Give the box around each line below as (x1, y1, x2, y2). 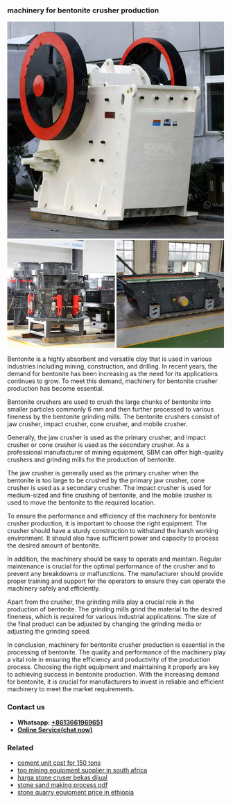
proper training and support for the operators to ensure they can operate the (7, 577, 225, 585)
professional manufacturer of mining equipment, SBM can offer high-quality (7, 448, 224, 457)
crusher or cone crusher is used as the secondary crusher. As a (7, 441, 189, 449)
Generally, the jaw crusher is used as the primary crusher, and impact (7, 433, 206, 442)
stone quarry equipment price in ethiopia (17, 788, 134, 796)
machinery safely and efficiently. (7, 584, 101, 593)
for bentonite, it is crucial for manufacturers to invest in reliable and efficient (7, 677, 224, 686)
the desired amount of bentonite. (7, 541, 101, 550)
